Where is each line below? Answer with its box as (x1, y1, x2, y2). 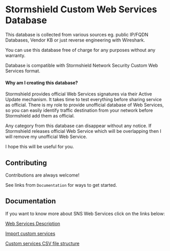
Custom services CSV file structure (5, 240, 80, 246)
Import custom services (5, 230, 55, 237)
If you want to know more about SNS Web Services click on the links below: (5, 210, 165, 217)
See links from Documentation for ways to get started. (5, 182, 117, 188)
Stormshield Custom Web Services (5, 4, 157, 15)
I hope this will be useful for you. (5, 144, 74, 150)
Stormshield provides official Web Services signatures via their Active (5, 91, 153, 97)
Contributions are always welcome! (5, 172, 80, 178)
